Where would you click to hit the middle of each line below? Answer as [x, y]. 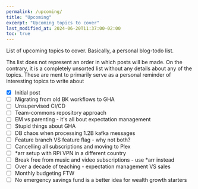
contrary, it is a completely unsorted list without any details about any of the [99, 68]
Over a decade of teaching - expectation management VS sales [92, 166]
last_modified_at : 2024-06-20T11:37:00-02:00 [63, 28]
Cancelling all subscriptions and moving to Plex [73, 146]
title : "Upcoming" [29, 17]
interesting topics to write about [45, 81]
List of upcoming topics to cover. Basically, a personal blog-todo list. [90, 51]
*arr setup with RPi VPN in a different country [70, 153]
